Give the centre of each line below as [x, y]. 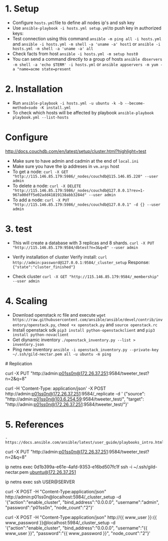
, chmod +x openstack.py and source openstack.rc [106, 325]
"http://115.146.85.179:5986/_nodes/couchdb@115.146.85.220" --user [85, 176]
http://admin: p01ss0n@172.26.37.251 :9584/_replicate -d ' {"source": [75, 393]
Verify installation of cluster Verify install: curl [60, 257]
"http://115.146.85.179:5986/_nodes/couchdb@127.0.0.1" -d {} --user [86, 205]
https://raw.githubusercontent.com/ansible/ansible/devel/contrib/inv [87, 320]
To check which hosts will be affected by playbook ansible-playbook [83, 112]
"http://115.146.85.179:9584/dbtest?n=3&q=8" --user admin [75, 247]
